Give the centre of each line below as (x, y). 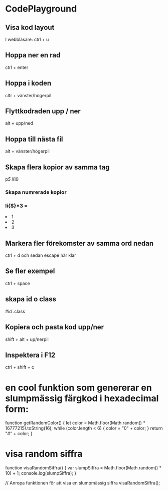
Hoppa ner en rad (33, 55)
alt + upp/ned (19, 123)
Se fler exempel (30, 271)
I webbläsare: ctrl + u (27, 39)
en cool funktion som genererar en (78, 388)
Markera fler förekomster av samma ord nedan (79, 243)
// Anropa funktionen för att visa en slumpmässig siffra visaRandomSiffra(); (83, 483)
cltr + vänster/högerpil (28, 95)
